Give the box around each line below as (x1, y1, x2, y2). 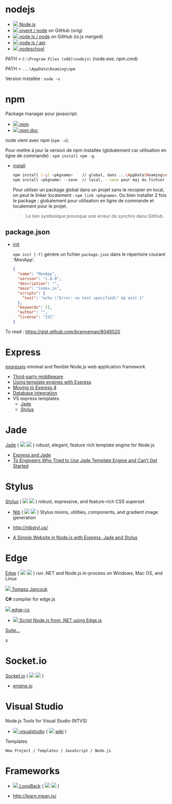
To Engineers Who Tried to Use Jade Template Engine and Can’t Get (12, 457, 158, 463)
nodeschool (19, 45, 45, 52)
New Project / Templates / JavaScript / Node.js (5, 748, 111, 753)
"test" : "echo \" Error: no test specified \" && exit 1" (22, 295, 144, 301)
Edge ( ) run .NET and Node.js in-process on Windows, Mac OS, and (5, 570, 163, 576)
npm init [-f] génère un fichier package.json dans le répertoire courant (12, 251, 166, 257)
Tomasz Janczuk (11, 586, 48, 592)
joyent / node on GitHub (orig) (19, 27, 83, 33)
